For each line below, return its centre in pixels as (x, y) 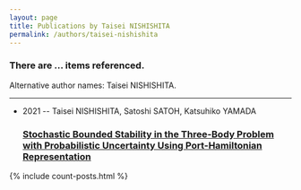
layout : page (34, 17)
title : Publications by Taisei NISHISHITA (90, 26)
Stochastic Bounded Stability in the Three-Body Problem (148, 134)
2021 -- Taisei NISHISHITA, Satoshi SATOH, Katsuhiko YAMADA (139, 111)
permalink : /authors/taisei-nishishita (84, 34)
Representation (56, 156)
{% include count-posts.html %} (69, 176)
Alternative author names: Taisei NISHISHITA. (93, 85)
